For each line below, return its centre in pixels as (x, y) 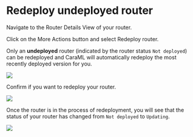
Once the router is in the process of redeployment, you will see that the (95, 110)
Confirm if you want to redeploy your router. (61, 87)
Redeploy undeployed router (80, 11)
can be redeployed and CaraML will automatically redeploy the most (92, 57)
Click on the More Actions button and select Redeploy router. (83, 39)
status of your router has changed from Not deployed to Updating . (88, 116)
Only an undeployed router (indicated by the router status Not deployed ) (97, 51)
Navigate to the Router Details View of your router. (69, 27)
